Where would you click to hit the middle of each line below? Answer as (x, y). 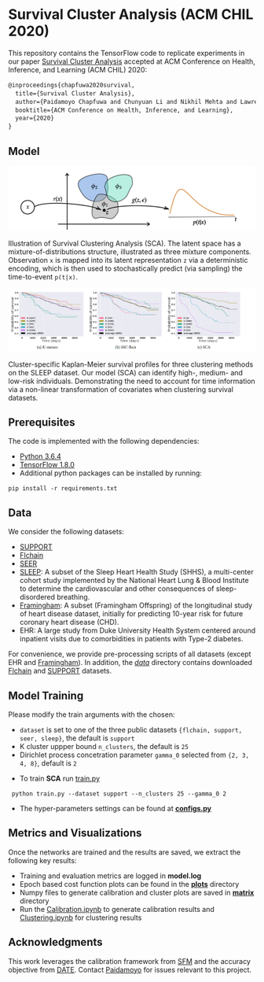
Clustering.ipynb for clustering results (81, 917)
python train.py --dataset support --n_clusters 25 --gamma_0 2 (119, 794)
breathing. (73, 597)
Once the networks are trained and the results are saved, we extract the (125, 852)
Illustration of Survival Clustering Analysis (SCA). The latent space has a (125, 243)
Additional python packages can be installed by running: (111, 473)
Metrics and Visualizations (75, 833)
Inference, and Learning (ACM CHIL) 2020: (78, 69)
